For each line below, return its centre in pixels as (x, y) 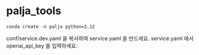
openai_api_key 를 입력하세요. (42, 46)
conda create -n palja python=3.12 (51, 27)
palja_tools (34, 11)
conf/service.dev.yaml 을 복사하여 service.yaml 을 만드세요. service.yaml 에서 (100, 38)
